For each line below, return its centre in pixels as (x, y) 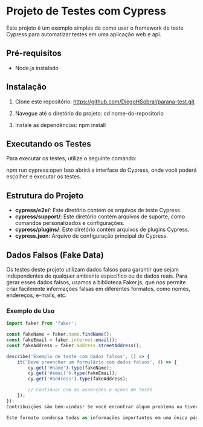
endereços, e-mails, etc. (37, 295)
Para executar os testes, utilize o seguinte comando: (72, 158)
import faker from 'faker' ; (42, 324)
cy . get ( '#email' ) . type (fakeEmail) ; (73, 373)
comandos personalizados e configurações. (70, 223)
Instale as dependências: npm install (60, 125)
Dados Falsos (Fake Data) (55, 255)
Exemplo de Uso (31, 311)
